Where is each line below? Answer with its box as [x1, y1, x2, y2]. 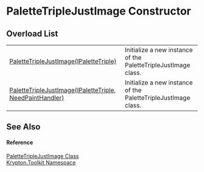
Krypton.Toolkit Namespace [6, 159, 76, 166]
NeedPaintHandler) [9, 94, 64, 101]
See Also [6, 122, 41, 132]
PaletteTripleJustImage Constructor [6, 4, 191, 18]
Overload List [6, 29, 58, 39]
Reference [6, 139, 33, 146]
